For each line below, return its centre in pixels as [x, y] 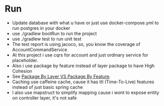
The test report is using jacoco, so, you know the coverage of [76, 44]
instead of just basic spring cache [47, 87]
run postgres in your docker [41, 28]
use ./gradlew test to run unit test [47, 39]
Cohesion [22, 71]
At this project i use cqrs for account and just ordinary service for [80, 55]
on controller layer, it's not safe [44, 98]
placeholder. [25, 60]
